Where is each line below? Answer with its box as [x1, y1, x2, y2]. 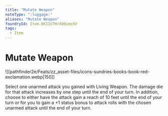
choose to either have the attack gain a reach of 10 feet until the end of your [5, 94, 162, 100]
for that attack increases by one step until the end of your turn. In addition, [5, 88, 159, 95]
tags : [5, 26, 17, 31]
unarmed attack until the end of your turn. [5, 104, 92, 110]
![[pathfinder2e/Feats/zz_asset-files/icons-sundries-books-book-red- [5, 68, 150, 74]
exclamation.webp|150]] [5, 73, 55, 80]
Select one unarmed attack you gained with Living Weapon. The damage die [5, 83, 163, 89]
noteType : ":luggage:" [5, 12, 53, 17]
